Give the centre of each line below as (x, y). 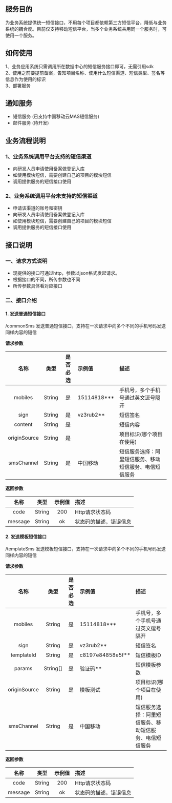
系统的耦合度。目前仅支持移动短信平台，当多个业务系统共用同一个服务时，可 (86, 29)
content (23, 424)
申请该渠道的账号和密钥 (37, 208)
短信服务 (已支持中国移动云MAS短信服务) (56, 116)
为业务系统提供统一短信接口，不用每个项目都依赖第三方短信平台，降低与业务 (86, 23)
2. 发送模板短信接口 (26, 537)
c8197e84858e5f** (105, 655)
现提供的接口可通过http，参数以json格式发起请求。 (66, 273)
